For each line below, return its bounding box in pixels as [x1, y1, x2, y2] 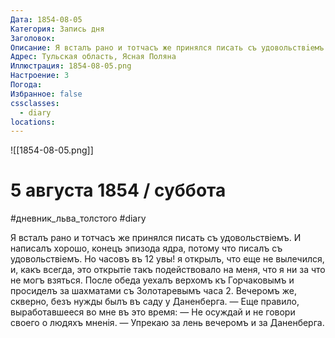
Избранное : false [10, 89, 83, 99]
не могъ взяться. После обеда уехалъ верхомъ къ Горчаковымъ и [10, 274, 295, 286]
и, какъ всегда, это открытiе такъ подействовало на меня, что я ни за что [10, 264, 326, 276]
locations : [10, 117, 56, 127]
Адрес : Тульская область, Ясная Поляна [10, 52, 177, 62]
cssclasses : [10, 98, 60, 108]
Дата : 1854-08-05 [10, 14, 83, 25]
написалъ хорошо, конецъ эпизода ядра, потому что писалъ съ [10, 242, 283, 255]
